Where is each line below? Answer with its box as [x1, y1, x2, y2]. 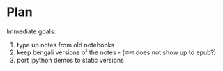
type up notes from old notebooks [16, 40, 115, 49]
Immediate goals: [6, 27, 56, 35]
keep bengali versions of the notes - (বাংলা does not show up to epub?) [16, 48, 217, 56]
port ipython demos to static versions [16, 56, 125, 64]
